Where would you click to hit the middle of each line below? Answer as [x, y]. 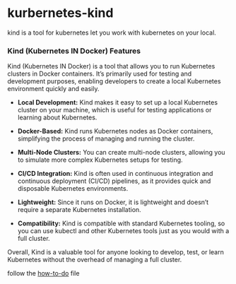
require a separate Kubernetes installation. [79, 210]
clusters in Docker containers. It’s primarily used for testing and [100, 74]
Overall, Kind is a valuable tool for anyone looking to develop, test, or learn [116, 252]
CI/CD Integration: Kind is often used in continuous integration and [115, 174]
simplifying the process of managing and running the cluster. [106, 138]
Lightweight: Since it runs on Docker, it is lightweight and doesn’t [113, 202]
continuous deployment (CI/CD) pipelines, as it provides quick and [114, 181]
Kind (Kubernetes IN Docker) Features [74, 51]
